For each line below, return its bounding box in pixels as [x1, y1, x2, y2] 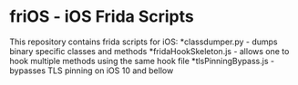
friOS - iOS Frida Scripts [9, 6, 194, 27]
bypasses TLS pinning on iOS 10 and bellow [9, 65, 174, 76]
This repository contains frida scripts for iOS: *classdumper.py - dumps [9, 36, 278, 47]
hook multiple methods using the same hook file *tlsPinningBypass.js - [9, 55, 275, 66]
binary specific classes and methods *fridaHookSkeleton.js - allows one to [9, 45, 290, 56]
